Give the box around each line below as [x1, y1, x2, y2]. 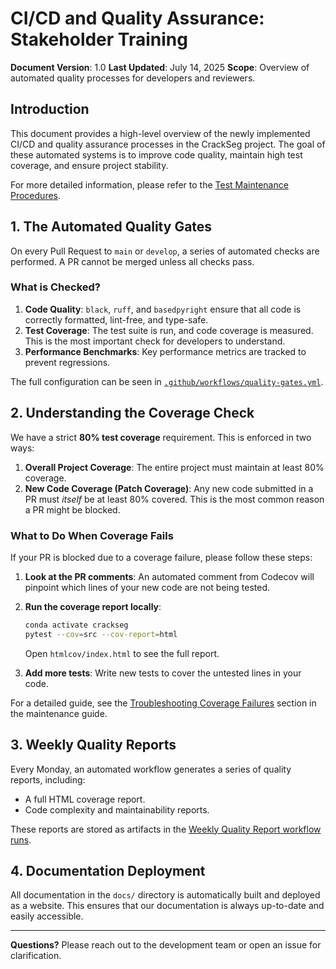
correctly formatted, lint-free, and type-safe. [24, 313, 209, 326]
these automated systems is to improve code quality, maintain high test [10, 148, 303, 161]
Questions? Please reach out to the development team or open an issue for [10, 939, 322, 951]
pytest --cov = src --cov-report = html [24, 629, 178, 639]
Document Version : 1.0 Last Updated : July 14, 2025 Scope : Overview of [10, 61, 310, 73]
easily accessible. [10, 910, 84, 922]
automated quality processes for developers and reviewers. [10, 72, 256, 84]
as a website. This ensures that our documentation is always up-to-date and [10, 900, 325, 912]
